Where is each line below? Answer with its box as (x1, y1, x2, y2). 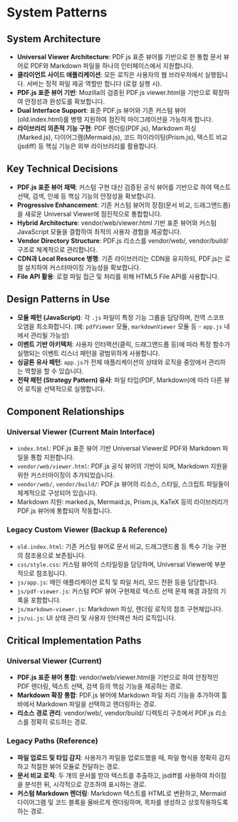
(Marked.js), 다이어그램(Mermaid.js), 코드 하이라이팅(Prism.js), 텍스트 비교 (16, 133, 228, 141)
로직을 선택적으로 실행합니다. (24, 384, 105, 393)
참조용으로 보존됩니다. (24, 551, 86, 559)
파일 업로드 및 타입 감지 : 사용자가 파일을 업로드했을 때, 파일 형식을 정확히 (16, 753, 217, 761)
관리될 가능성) (30, 331, 69, 339)
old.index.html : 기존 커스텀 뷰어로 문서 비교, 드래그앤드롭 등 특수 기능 (16, 542, 214, 551)
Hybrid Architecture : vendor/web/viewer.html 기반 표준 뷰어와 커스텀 (16, 219, 217, 227)
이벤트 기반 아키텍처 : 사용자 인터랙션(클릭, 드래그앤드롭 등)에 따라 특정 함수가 (16, 340, 231, 349)
